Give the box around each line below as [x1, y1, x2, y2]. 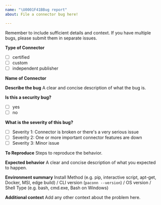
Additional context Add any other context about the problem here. [5, 195, 141, 200]
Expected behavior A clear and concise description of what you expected [5, 160, 156, 165]
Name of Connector [5, 75, 46, 81]
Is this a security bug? [5, 94, 52, 100]
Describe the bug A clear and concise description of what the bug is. [5, 84, 146, 90]
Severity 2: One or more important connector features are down [12, 134, 142, 140]
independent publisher [12, 65, 59, 71]
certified [12, 54, 30, 60]
